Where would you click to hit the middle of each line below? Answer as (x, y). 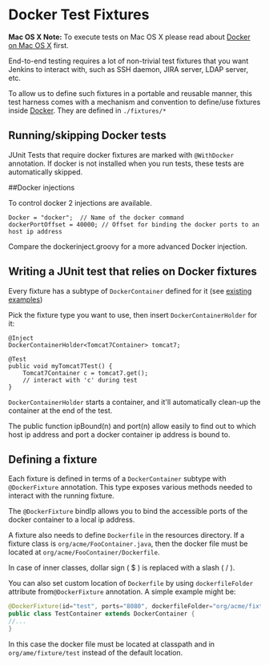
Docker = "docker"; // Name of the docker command (96, 218)
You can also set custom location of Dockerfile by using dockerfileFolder (131, 583)
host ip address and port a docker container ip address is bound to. (119, 435)
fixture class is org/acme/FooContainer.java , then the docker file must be (128, 544)
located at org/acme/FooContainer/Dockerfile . (84, 552)
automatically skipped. (46, 172)
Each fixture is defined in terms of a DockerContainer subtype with (117, 479)
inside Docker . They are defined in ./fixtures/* (87, 110)
